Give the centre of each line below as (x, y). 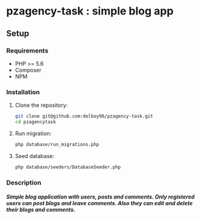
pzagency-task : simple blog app (90, 11)
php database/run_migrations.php (57, 144)
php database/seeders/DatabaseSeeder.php (68, 167)
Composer (28, 70)
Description (24, 182)
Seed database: (34, 156)
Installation (23, 92)
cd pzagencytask (35, 122)
